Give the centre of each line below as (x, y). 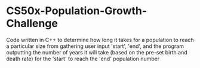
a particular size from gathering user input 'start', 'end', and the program (95, 46)
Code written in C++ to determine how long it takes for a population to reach (100, 40)
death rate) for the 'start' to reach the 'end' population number (83, 59)
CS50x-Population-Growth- (77, 11)
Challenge (32, 23)
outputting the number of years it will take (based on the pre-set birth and (97, 52)
